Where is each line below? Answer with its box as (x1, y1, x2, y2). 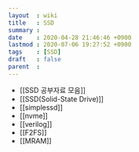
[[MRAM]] (19, 135, 53, 146)
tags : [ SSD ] (8, 48, 61, 56)
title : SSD (8, 19, 55, 27)
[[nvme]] (19, 111, 49, 120)
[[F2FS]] (19, 128, 47, 137)
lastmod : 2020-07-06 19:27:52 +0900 (8, 41, 132, 49)
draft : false (8, 56, 61, 64)
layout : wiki (8, 11, 58, 20)
